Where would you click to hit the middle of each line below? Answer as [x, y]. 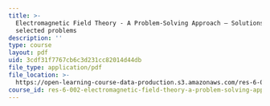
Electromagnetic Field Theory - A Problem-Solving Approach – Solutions [140, 23]
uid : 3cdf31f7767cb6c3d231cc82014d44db [75, 61]
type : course [30, 45]
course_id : [27, 90]
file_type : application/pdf [55, 68]
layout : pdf [28, 53]
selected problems [47, 30]
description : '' [35, 38]
